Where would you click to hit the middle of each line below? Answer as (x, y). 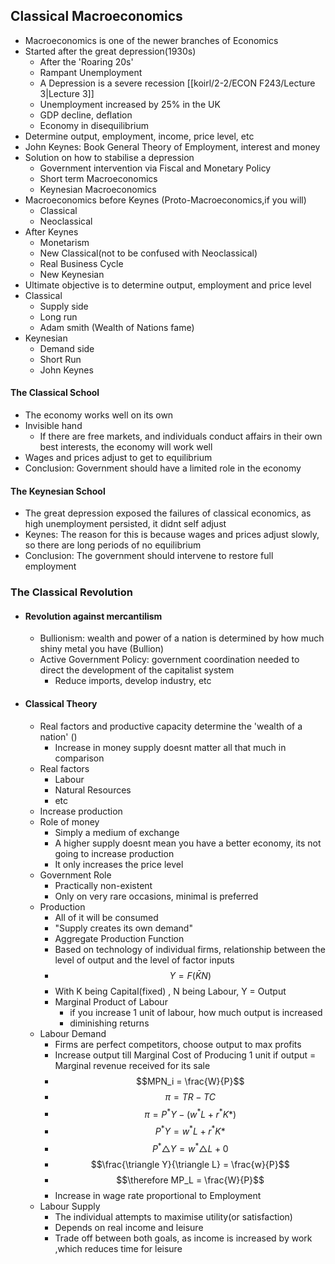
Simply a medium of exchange (117, 832)
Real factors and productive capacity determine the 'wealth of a (171, 726)
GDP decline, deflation (86, 115)
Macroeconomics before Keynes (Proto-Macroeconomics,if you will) (165, 200)
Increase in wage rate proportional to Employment (158, 1195)
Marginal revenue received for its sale (132, 1065)
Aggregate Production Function (119, 938)
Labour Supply (70, 1206)
